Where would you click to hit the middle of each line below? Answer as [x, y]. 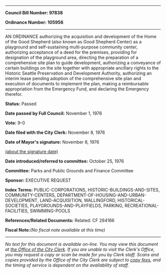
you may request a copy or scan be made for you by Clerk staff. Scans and [82, 254]
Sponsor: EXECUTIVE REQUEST [38, 180]
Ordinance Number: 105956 [34, 22]
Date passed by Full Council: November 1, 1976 [54, 113]
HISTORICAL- [131, 200]
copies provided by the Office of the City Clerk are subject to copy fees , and [83, 260]
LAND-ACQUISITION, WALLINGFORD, [78, 200]
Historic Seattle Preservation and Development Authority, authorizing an [79, 73]
